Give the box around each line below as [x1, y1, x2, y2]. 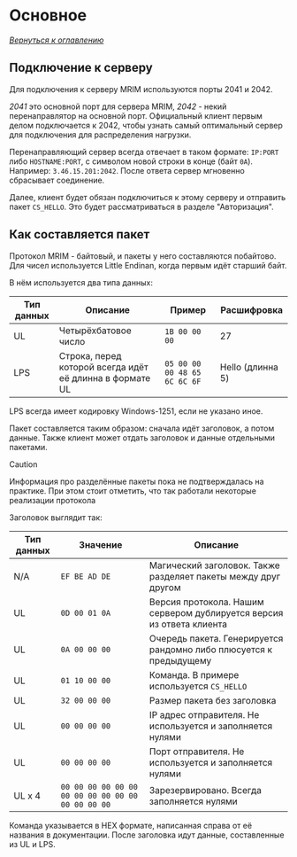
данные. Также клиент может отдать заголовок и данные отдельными [9, 432, 276, 443]
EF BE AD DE [60, 571, 111, 581]
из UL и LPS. [9, 838, 56, 849]
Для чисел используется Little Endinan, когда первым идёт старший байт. [9, 260, 287, 270]
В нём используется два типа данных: [9, 277, 153, 288]
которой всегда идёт [58, 361, 148, 373]
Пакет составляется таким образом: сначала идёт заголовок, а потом [9, 423, 275, 433]
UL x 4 [13, 790, 42, 802]
